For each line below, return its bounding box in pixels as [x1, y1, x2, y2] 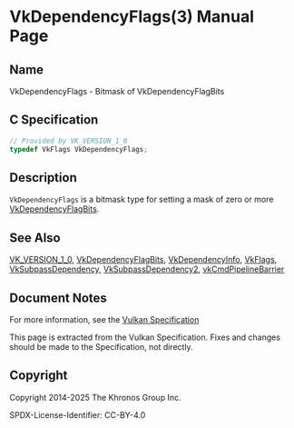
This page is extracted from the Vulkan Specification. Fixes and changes [9, 332, 281, 343]
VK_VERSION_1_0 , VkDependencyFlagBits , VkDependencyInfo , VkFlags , [9, 254, 278, 265]
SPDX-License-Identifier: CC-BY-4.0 [9, 409, 146, 420]
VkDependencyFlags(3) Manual [9, 6, 254, 27]
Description [9, 170, 77, 185]
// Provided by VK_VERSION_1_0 [9, 136, 128, 145]
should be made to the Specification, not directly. [9, 342, 193, 352]
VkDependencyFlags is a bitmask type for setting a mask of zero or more [9, 194, 274, 205]
